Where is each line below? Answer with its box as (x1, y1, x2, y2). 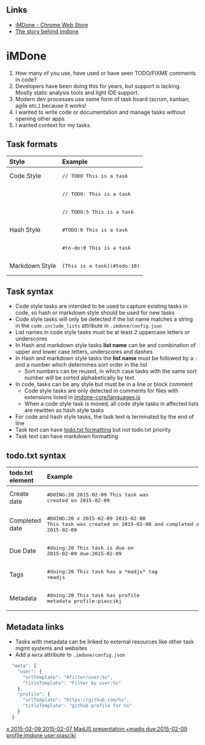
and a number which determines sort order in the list (15, 361, 148, 369)
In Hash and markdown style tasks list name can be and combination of (15, 342, 196, 349)
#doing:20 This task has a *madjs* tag (46, 569, 158, 575)
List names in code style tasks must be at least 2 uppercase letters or (15, 329, 190, 336)
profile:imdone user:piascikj (6, 732, 76, 739)
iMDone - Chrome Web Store (15, 21, 88, 28)
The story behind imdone (15, 28, 79, 35)
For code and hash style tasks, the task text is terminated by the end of (15, 413, 194, 421)
